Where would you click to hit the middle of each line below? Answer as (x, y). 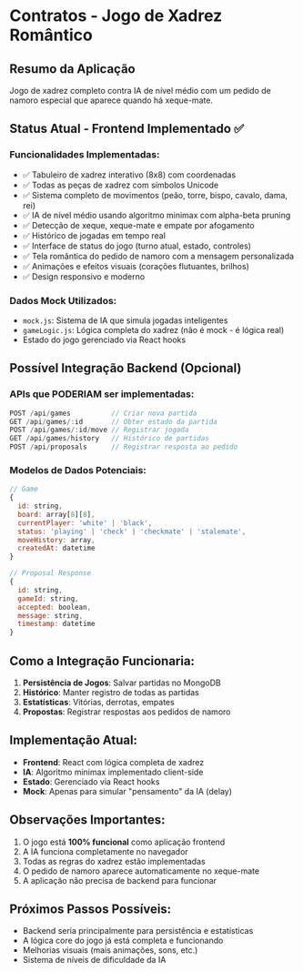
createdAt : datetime (56, 548)
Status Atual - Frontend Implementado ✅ (127, 129)
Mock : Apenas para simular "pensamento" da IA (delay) (127, 791)
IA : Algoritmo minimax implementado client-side (113, 772)
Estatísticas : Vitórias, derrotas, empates (98, 703)
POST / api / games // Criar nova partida (103, 413)
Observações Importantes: (87, 820)
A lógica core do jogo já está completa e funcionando (123, 941)
